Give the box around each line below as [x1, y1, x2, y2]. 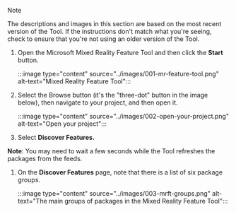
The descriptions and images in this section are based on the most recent [7, 20, 222, 28]
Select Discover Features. [17, 134, 95, 141]
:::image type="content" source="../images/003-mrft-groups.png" [17, 189, 211, 197]
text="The [17, 197, 47, 205]
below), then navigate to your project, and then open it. [17, 98, 178, 107]
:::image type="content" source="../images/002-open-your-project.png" [17, 112, 230, 120]
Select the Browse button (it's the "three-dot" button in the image [17, 91, 208, 99]
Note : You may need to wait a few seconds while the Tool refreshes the [7, 147, 216, 155]
